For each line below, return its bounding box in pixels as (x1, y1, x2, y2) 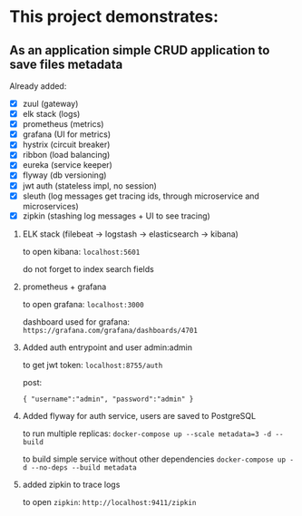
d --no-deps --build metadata (22, 462, 138, 472)
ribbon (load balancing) (22, 150, 111, 161)
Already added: (9, 81, 67, 92)
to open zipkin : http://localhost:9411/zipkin (22, 496, 197, 507)
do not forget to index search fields (22, 263, 154, 274)
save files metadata (9, 56, 123, 72)
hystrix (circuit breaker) (22, 139, 111, 151)
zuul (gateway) (22, 98, 79, 109)
